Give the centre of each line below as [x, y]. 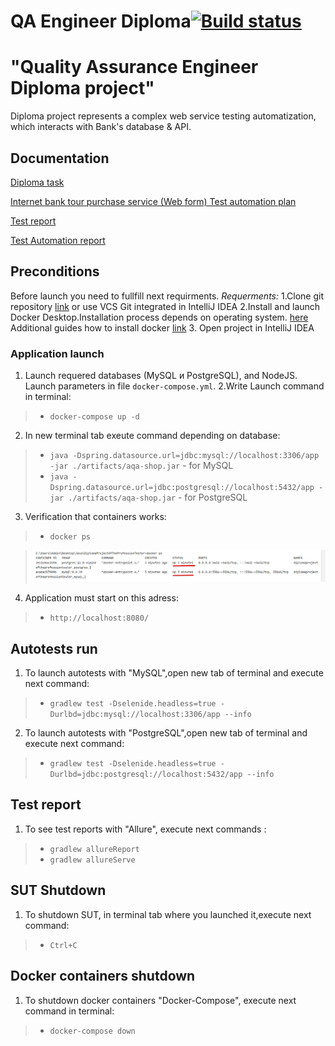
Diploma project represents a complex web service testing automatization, [163, 116]
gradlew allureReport [94, 849]
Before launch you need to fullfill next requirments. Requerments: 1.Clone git [167, 296]
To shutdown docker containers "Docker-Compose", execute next [160, 1000]
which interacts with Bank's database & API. [101, 127]
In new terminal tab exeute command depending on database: [152, 436]
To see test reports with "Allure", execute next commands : [145, 829]
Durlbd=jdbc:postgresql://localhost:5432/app [146, 775]
